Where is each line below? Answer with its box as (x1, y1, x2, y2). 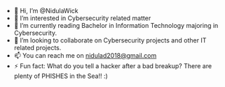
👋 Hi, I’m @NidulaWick (13, 7, 79, 15)
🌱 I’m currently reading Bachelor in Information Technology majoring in (13, 22, 219, 29)
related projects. (13, 44, 62, 52)
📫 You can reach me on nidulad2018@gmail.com (13, 52, 157, 59)
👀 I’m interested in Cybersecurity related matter (13, 14, 151, 22)
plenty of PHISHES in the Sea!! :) (13, 72, 109, 80)
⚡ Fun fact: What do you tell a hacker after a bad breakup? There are (13, 62, 212, 70)
